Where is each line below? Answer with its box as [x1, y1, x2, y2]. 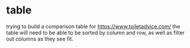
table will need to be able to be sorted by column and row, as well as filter [6, 29, 185, 36]
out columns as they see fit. [6, 35, 74, 42]
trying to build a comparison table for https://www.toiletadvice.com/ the [6, 23, 181, 30]
